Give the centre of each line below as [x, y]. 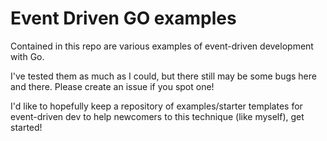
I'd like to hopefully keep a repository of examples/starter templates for [156, 106]
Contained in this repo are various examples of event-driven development [162, 46]
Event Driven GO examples [123, 18]
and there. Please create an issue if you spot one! [112, 86]
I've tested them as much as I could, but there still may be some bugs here [163, 76]
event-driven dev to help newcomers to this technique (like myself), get [157, 116]
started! [26, 127]
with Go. [27, 56]
